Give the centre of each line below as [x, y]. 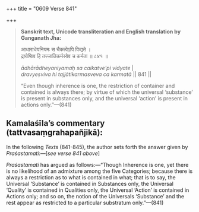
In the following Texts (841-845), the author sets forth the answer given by [97, 147]
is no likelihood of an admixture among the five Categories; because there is [99, 171]
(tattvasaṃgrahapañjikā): [54, 133]
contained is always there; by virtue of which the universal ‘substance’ [107, 92]
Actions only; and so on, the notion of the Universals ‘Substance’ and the [95, 196]
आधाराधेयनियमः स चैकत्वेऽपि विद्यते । [56, 49]
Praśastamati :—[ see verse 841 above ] [53, 153]
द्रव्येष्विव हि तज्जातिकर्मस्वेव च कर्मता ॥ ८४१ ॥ [64, 56]
